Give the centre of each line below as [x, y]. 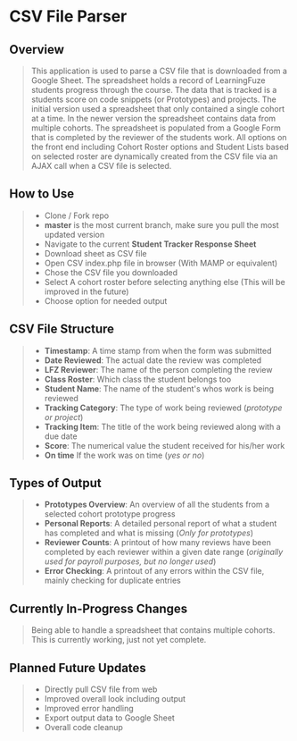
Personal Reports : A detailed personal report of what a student [161, 524]
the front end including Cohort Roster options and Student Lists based [160, 147]
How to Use [42, 194]
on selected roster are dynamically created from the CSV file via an [154, 156]
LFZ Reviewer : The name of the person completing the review [158, 369]
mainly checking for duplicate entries [112, 581]
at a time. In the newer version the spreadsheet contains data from [153, 118]
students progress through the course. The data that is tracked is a [154, 90]
